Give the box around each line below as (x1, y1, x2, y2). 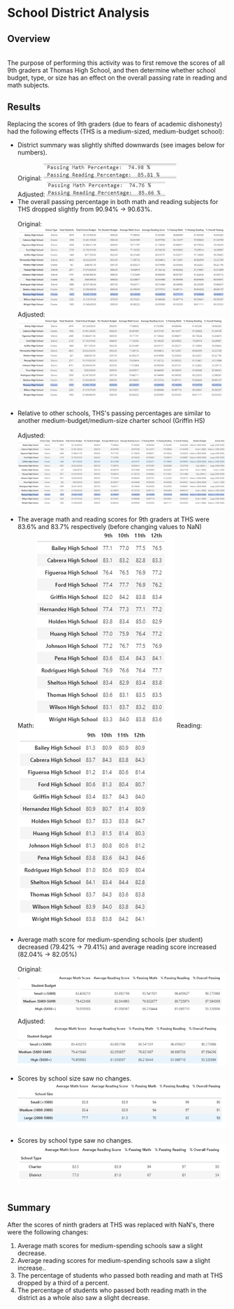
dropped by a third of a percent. (17, 1278, 110, 1287)
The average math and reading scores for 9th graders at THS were (17, 515, 210, 523)
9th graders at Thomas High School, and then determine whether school (7, 66, 216, 74)
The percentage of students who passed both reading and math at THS (17, 1271, 224, 1280)
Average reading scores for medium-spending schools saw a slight (17, 1256, 211, 1264)
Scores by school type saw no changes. (17, 1136, 133, 1144)
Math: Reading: (17, 721, 203, 730)
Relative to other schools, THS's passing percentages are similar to (17, 409, 211, 417)
